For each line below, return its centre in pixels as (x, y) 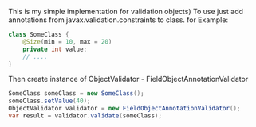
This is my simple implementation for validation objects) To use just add (126, 12)
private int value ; (55, 49)
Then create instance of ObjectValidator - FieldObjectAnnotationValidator (128, 79)
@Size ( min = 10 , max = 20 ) (67, 42)
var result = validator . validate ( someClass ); (85, 116)
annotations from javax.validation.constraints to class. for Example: (118, 20)
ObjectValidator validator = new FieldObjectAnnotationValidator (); (124, 109)
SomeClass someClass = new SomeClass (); (77, 94)
